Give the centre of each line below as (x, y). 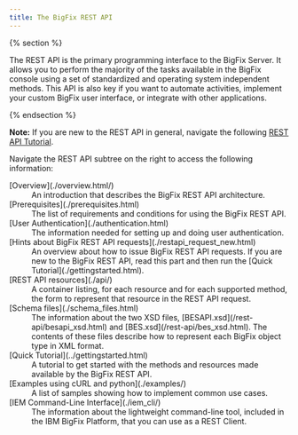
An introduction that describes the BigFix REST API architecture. (149, 194)
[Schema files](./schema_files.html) (74, 308)
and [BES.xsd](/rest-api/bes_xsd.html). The (188, 327)
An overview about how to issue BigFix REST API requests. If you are (157, 251)
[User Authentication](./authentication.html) (89, 223)
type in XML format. (68, 345)
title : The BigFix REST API (61, 17)
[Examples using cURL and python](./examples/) (98, 384)
